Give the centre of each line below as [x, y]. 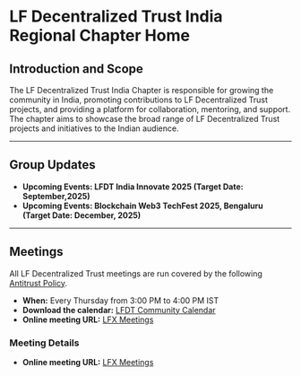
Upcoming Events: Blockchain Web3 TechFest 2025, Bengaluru [142, 205]
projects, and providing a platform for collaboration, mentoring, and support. [150, 109]
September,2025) [56, 196]
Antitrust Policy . [39, 283]
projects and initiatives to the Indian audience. [94, 128]
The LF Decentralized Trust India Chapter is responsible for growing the [142, 90]
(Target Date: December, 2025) [82, 215]
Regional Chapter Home [100, 35]
